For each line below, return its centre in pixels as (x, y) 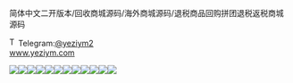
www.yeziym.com (42, 53)
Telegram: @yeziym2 (56, 43)
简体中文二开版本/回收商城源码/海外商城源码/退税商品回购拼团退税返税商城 (146, 13)
